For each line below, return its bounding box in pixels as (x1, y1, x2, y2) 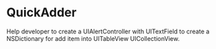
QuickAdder (6, 5, 77, 20)
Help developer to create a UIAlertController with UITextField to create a (6, 27, 210, 35)
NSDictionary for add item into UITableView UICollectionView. (6, 34, 180, 42)
